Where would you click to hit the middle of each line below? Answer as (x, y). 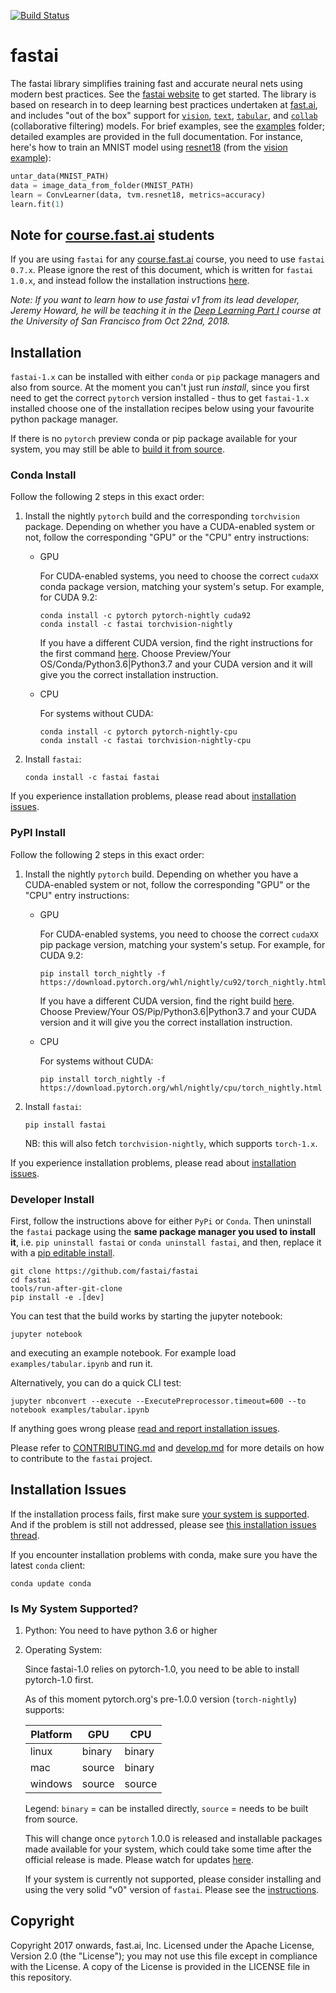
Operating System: (63, 1650)
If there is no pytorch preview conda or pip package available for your (154, 439)
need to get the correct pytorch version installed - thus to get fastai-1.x (160, 398)
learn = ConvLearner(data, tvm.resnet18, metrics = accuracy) (138, 195)
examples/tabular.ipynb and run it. (81, 1363)
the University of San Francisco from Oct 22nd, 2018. (120, 321)
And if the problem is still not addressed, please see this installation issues (163, 1524)
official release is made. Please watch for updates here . (139, 1860)
